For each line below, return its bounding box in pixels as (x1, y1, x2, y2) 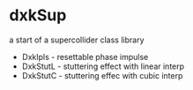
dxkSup (9, 5, 67, 26)
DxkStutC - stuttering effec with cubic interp (21, 70, 183, 80)
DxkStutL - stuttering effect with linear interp (21, 61, 185, 71)
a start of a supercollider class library (9, 34, 145, 45)
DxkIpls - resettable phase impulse (21, 51, 149, 62)
